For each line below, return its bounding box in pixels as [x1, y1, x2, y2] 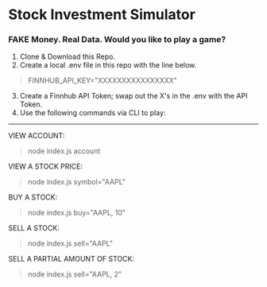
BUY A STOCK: [8, 192, 58, 202]
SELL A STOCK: [8, 223, 60, 233]
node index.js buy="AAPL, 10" [27, 208, 126, 218]
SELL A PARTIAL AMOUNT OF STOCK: [8, 254, 135, 264]
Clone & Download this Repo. [19, 52, 115, 61]
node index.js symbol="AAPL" [27, 177, 126, 187]
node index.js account [27, 146, 101, 156]
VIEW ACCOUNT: [8, 131, 65, 141]
